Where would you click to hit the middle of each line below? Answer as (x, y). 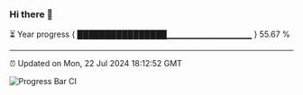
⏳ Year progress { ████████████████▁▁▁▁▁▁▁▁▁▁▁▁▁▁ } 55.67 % (150, 34)
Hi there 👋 (32, 14)
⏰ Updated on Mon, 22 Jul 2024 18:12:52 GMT (96, 64)
